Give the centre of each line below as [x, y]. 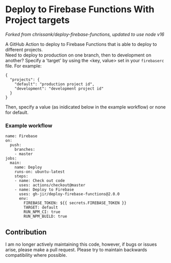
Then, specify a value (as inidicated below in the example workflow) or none [86, 107]
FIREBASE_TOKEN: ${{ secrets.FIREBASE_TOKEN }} [75, 203]
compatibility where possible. [36, 255]
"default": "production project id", [55, 84]
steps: [21, 176]
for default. [17, 112]
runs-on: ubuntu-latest [40, 172]
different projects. [24, 49]
